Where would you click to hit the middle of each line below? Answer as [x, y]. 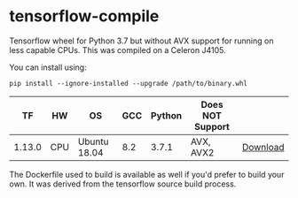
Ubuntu [93, 141]
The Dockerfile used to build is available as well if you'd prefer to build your [147, 174]
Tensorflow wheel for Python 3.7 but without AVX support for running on [141, 41]
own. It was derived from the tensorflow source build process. [123, 184]
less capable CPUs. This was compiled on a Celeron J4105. [118, 49]
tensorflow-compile [84, 16]
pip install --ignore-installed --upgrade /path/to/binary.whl [129, 83]
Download [263, 147]
